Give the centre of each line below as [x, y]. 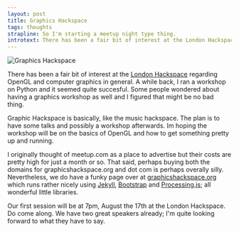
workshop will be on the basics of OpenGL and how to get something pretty [118, 133]
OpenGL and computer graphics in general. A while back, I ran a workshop [117, 82]
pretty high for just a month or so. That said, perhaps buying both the [109, 162]
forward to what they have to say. [56, 221]
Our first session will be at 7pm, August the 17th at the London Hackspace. [117, 206]
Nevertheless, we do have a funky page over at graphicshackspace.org [112, 177]
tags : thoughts [30, 27]
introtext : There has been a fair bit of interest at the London [106, 40]
